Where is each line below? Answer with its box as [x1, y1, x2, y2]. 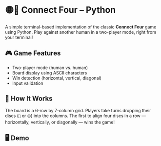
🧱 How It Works [5, 95, 53, 103]
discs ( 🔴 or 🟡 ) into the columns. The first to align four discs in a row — [5, 113, 146, 119]
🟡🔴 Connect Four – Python [5, 4, 116, 16]
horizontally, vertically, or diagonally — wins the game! [5, 119, 115, 125]
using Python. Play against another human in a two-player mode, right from [5, 29, 156, 35]
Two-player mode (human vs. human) [12, 65, 88, 71]
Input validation [12, 80, 43, 86]
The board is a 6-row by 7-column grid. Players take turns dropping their [5, 107, 151, 113]
